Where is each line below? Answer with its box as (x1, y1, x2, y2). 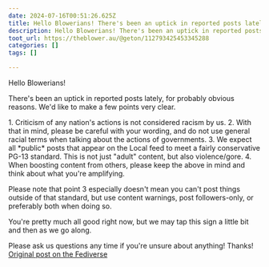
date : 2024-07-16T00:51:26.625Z (8, 11, 116, 20)
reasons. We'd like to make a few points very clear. (8, 102, 176, 111)
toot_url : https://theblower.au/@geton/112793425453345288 (8, 34, 210, 42)
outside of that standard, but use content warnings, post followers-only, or (8, 193, 254, 202)
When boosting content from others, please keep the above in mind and (8, 160, 246, 169)
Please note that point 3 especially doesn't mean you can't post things (8, 184, 241, 193)
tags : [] (8, 49, 38, 57)
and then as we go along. (8, 225, 92, 235)
